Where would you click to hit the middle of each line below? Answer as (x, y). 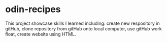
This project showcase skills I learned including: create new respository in (82, 23)
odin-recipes (33, 9)
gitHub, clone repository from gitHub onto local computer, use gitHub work (83, 28)
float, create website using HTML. (41, 34)
